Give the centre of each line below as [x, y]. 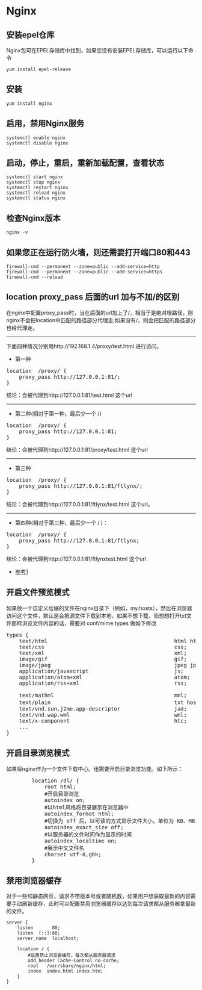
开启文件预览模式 [38, 592]
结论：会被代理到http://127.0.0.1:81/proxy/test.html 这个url [77, 449]
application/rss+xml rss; [103, 683]
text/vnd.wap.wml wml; [103, 714]
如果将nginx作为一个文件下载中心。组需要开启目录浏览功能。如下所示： [95, 768]
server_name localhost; [48, 939]
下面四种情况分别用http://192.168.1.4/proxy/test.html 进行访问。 [84, 346]
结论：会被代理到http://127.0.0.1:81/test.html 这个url [69, 395]
